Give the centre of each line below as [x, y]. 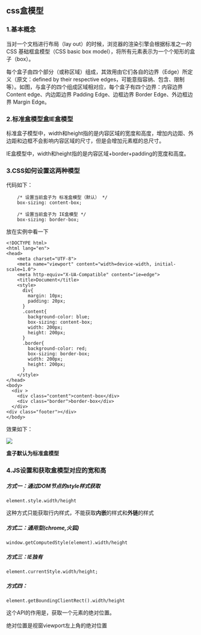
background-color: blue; [59, 317]
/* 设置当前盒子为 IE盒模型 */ [51, 215]
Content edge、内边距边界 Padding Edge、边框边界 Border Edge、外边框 [97, 94]
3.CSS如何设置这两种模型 [43, 171]
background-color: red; [57, 349]
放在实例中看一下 [27, 232]
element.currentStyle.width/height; [52, 572]
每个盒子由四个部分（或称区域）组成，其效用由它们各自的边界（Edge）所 [97, 72]
